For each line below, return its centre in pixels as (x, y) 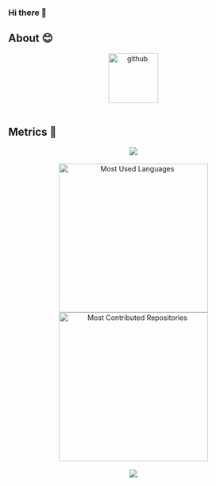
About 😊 (31, 39)
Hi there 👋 (28, 13)
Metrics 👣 (33, 132)
